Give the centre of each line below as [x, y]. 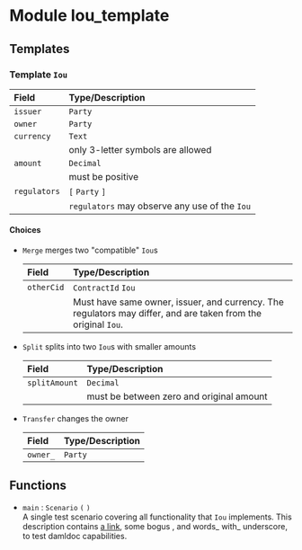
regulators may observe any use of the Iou [160, 206]
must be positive [104, 176]
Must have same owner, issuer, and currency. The [179, 302]
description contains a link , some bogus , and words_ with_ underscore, [155, 526]
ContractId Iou [104, 288]
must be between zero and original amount [177, 396]
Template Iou [39, 75]
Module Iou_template [89, 16]
